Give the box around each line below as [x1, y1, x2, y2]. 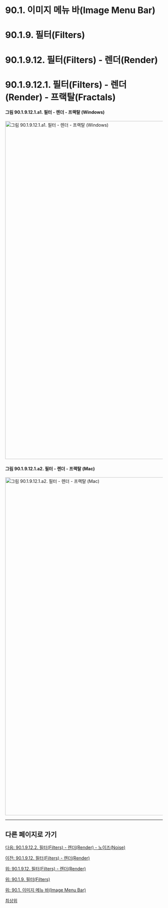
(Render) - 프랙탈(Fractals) [5, 91, 116, 103]
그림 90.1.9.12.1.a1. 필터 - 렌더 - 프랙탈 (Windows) [5, 109, 105, 115]
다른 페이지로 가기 [5, 830, 57, 839]
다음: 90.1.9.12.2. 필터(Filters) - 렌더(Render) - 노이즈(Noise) [5, 844, 126, 850]
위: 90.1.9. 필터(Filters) [5, 876, 50, 882]
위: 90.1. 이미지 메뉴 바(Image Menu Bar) [5, 887, 86, 893]
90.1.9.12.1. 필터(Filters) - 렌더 [5, 79, 127, 90]
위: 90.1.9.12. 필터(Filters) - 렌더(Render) [5, 865, 86, 871]
